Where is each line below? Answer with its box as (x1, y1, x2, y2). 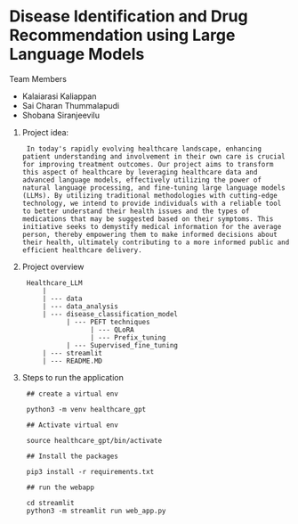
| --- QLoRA (90, 325, 135, 334)
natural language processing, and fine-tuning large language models (21, 183, 286, 192)
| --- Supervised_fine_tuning (66, 340, 178, 349)
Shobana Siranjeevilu (21, 110, 101, 120)
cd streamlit (26, 498, 75, 507)
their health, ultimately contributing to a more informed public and (21, 238, 290, 247)
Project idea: (21, 127, 69, 137)
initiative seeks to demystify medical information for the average (21, 222, 282, 231)
